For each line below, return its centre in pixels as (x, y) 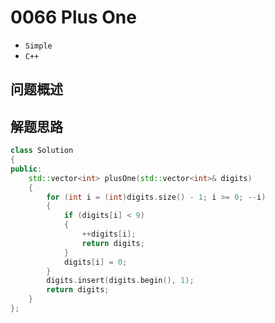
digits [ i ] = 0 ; (95, 262)
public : (26, 169)
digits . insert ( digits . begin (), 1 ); (120, 281)
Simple (38, 46)
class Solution (42, 151)
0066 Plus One (73, 17)
